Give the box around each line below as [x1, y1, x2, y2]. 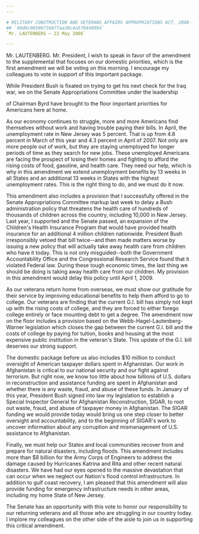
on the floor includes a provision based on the [6, 317, 118, 325]
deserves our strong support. [6, 342, 78, 350]
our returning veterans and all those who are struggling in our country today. [6, 510, 192, 517]
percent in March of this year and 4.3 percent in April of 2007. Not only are [6, 137, 188, 144]
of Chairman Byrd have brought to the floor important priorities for [6, 100, 168, 107]
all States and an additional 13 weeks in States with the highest [6, 174, 159, 182]
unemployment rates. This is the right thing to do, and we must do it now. [6, 181, 184, 188]
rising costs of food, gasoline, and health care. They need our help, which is [6, 162, 192, 169]
